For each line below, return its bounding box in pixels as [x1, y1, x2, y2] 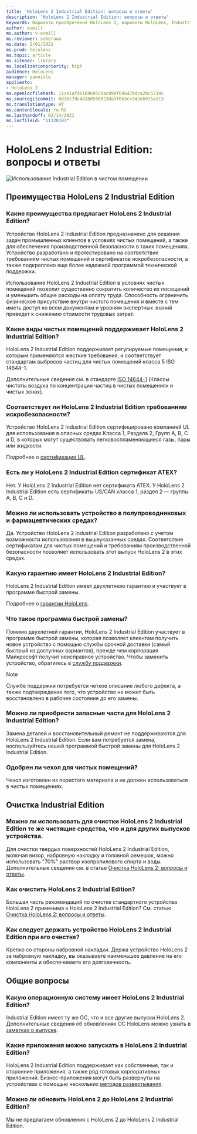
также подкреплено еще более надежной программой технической [6, 261, 177, 268]
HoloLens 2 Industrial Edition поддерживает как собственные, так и [6, 1062, 174, 1069]
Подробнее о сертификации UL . [6, 453, 86, 461]
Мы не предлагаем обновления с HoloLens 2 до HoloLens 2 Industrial [6, 1116, 179, 1123]
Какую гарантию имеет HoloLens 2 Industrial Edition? [6, 569, 166, 577]
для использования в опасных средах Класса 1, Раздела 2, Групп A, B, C [6, 430, 189, 437]
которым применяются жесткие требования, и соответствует [6, 352, 161, 359]
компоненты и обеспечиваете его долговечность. [6, 958, 132, 966]
